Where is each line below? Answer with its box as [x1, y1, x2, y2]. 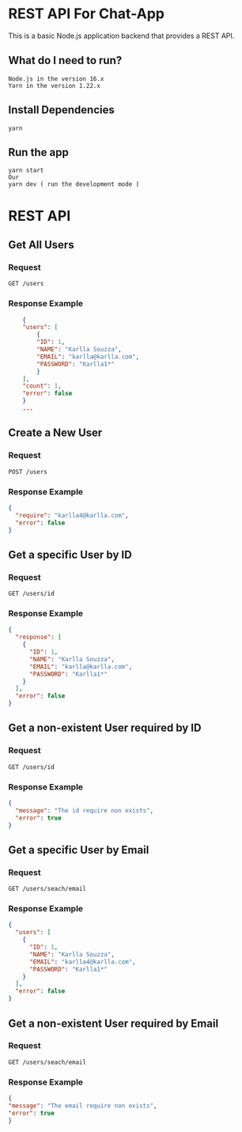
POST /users [8, 468, 47, 475]
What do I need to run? [8, 54, 123, 67]
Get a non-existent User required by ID [8, 721, 202, 735]
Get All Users [8, 238, 74, 252]
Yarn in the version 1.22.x [8, 81, 101, 89]
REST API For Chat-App [8, 5, 164, 23]
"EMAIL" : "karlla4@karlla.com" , [28, 958, 136, 966]
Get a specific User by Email [8, 843, 149, 857]
